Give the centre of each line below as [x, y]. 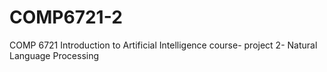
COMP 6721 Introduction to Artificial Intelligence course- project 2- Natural [163, 45]
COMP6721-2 [66, 17]
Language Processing [54, 55]
